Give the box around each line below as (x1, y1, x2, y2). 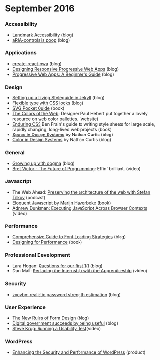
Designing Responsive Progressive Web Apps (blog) (12, 66, 119, 72)
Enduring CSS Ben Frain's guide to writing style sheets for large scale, (12, 121, 156, 127)
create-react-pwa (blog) (12, 60, 62, 67)
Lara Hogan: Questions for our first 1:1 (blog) (12, 263, 103, 269)
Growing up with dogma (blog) (12, 160, 75, 166)
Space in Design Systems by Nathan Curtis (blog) (12, 132, 114, 137)
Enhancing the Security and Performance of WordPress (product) (12, 349, 146, 355)
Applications (5, 49, 37, 56)
